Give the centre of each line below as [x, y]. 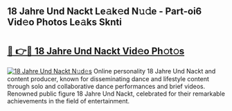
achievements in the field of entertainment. [69, 101]
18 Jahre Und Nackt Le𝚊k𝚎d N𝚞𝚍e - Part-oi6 [105, 11]
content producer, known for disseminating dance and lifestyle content [108, 79]
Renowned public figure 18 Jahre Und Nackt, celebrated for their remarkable [116, 94]
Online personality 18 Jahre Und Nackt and [154, 71]
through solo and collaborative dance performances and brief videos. [106, 86]
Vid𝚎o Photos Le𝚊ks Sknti [65, 23]
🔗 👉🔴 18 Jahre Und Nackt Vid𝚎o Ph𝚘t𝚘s [96, 51]
